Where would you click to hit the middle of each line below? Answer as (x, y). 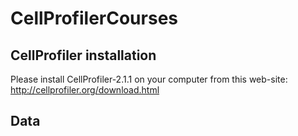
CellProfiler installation (83, 55)
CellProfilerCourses (94, 18)
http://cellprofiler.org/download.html (85, 90)
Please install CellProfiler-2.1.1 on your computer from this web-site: (149, 79)
